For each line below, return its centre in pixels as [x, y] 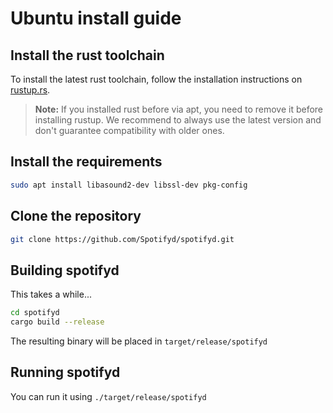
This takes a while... [51, 294]
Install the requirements [86, 162]
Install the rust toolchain [87, 55]
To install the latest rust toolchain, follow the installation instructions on [156, 79]
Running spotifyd [65, 372]
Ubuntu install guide [96, 18]
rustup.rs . [30, 90]
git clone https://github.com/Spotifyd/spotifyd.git [122, 239]
